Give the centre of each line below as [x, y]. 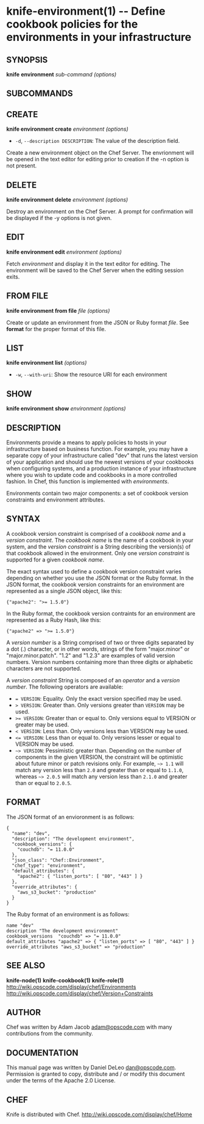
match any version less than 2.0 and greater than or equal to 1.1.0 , [99, 770]
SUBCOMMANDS [40, 94]
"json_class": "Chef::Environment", [58, 860]
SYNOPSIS [27, 60]
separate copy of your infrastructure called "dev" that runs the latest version [102, 456]
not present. [22, 166]
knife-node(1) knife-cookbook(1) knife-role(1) [65, 980]
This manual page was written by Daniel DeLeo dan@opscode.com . [91, 1068]
